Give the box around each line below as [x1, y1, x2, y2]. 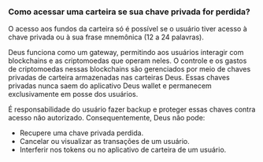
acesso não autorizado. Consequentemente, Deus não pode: [8, 113, 206, 123]
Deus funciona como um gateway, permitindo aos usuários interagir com [8, 48, 244, 57]
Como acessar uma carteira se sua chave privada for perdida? [8, 6, 250, 17]
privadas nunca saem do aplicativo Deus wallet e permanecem [8, 81, 213, 90]
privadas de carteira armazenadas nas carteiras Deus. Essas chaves [8, 73, 230, 83]
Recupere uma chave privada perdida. [19, 128, 144, 138]
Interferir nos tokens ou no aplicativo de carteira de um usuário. [19, 145, 227, 155]
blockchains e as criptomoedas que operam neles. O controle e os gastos [8, 56, 247, 65]
